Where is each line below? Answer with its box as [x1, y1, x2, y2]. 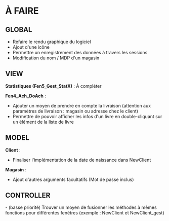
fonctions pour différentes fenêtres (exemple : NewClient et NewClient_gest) [5, 210, 164, 216]
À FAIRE [5, 5, 39, 17]
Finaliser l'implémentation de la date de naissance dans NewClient [12, 157, 151, 163]
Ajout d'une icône [12, 44, 50, 50]
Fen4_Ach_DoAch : [5, 93, 47, 99]
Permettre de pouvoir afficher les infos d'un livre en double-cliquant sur [12, 113, 162, 119]
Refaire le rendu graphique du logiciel [12, 39, 91, 45]
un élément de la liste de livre [12, 119, 74, 125]
